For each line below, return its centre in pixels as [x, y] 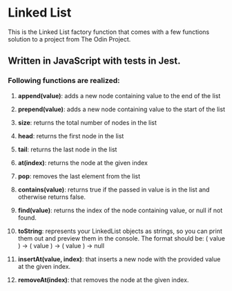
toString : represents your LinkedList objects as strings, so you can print [120, 231]
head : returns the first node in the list [71, 135]
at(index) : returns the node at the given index [83, 162]
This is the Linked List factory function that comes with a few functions [109, 32]
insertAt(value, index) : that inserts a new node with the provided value [119, 259]
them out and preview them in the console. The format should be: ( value [121, 238]
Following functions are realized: [64, 81]
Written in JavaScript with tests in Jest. [95, 61]
